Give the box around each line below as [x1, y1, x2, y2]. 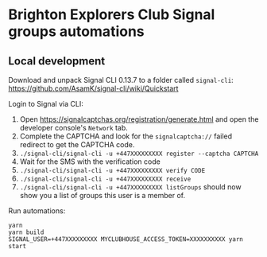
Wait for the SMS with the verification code [19, 157, 161, 166]
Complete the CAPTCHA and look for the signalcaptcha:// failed [19, 131, 233, 141]
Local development [8, 54, 106, 68]
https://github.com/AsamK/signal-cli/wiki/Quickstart [8, 84, 179, 93]
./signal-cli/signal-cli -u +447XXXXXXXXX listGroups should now [19, 182, 242, 192]
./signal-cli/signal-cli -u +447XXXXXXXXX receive [19, 175, 192, 183]
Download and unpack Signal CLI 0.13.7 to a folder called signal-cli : [8, 76, 234, 84]
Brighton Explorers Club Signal [8, 6, 215, 24]
